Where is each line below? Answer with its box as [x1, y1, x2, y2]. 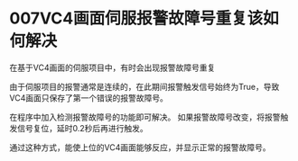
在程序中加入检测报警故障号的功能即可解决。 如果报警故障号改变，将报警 [9, 112, 281, 122]
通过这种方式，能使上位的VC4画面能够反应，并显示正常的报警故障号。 [9, 141, 271, 153]
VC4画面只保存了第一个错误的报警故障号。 [9, 92, 169, 103]
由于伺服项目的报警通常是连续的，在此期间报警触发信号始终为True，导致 [9, 81, 280, 92]
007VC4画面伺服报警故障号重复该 [9, 8, 264, 29]
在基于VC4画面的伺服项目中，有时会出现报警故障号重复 [9, 62, 216, 73]
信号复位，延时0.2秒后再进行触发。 [16, 122, 149, 133]
